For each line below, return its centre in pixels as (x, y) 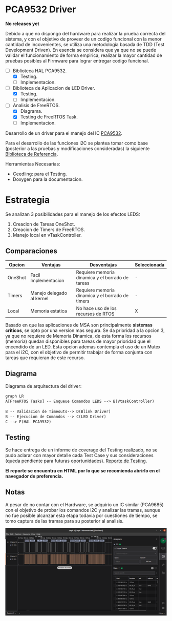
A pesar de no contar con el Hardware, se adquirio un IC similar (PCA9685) (84, 504)
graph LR (15, 396)
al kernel (39, 298)
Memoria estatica (49, 311)
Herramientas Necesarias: (33, 164)
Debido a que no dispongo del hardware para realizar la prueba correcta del (85, 33)
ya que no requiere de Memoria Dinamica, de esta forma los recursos (79, 336)
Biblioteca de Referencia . (32, 154)
